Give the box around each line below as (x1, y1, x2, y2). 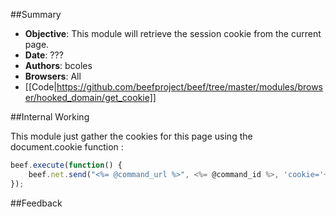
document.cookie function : (10, 141, 124, 153)
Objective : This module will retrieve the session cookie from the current (24, 28, 322, 39)
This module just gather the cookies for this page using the (10, 130, 253, 142)
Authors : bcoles (24, 60, 93, 71)
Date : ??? (24, 49, 64, 61)
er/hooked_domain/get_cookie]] (24, 92, 157, 103)
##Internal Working (10, 111, 90, 123)
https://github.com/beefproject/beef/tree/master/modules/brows (56, 81, 324, 93)
